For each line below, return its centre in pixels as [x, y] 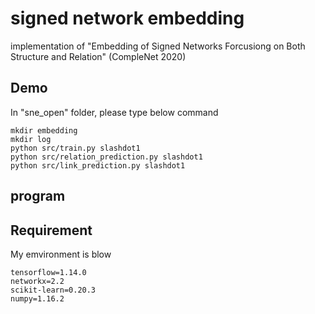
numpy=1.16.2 [37, 298]
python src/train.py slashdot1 [75, 148]
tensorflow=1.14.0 [48, 272]
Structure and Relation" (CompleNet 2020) [98, 56]
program [38, 196]
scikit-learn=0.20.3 [53, 290]
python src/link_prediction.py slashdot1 [98, 165]
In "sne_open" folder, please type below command [114, 112]
